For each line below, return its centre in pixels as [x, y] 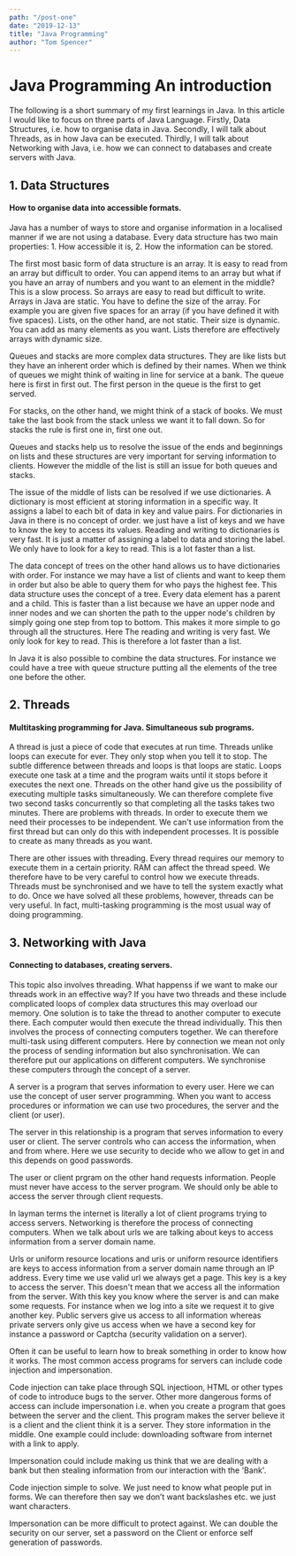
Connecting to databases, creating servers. [91, 965]
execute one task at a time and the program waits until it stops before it [138, 775]
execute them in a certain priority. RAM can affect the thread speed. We [140, 868]
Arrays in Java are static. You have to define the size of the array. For [135, 301]
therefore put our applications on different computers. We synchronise [138, 1060]
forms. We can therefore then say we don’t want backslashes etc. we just [143, 1497]
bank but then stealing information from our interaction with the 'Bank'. [138, 1470]
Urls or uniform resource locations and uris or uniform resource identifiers [144, 1258]
